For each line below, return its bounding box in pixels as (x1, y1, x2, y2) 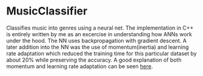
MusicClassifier (6, 4, 88, 18)
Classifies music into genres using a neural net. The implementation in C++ (6, 24, 194, 31)
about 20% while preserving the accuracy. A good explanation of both (6, 56, 182, 63)
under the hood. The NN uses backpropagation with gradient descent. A (6, 37, 187, 44)
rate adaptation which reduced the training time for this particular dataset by (6, 49, 197, 57)
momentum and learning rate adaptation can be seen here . (6, 62, 153, 70)
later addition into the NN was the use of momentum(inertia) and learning (6, 43, 189, 51)
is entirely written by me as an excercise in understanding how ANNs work (6, 30, 192, 37)
